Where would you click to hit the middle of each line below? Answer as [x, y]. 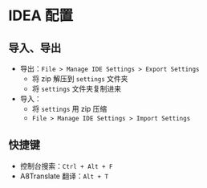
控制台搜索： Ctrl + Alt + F [67, 166]
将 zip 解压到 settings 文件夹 [80, 79]
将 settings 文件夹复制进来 [77, 89]
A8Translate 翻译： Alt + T [64, 176]
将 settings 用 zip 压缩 [69, 109]
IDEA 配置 [41, 16]
